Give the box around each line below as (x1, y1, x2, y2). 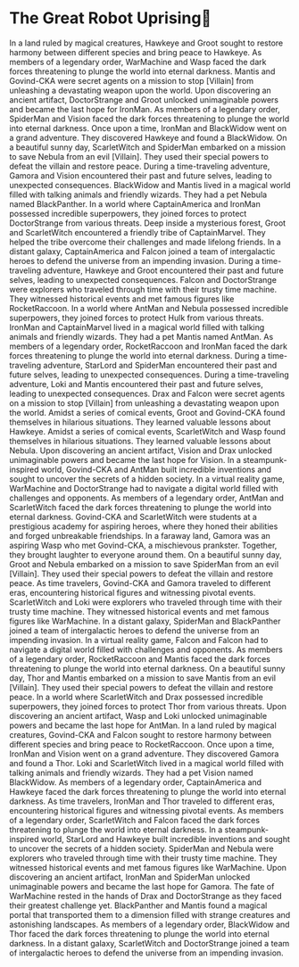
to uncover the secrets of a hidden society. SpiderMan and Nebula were (9, 843, 274, 854)
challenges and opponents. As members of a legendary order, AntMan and (9, 492, 284, 503)
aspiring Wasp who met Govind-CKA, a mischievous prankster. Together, (9, 540, 278, 550)
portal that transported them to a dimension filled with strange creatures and (9, 909, 291, 920)
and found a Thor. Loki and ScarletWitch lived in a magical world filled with (9, 757, 284, 768)
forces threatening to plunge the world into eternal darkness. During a (9, 350, 266, 360)
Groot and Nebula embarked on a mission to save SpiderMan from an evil (9, 558, 279, 569)
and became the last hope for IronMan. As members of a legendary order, (9, 103, 281, 114)
